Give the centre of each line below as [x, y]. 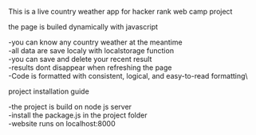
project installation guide [49, 91]
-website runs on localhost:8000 [62, 123]
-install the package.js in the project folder [78, 115]
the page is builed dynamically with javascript [83, 27]
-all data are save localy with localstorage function [91, 50]
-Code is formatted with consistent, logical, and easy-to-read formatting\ [128, 76]
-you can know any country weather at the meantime [95, 42]
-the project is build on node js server [70, 107]
